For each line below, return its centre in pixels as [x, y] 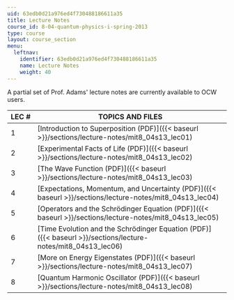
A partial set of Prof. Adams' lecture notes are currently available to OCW [112, 92]
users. [16, 99]
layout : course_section [42, 40]
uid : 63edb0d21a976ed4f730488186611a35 [65, 14]
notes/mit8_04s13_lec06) [80, 246]
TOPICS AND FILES [131, 117]
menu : [15, 46]
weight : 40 [36, 72]
